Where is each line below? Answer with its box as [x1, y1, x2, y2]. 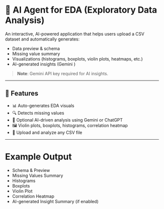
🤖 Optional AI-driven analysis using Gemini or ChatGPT [12, 117, 123, 123]
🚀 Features [5, 89, 39, 98]
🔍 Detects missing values [12, 110, 64, 116]
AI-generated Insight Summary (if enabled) [12, 198, 99, 204]
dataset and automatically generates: [5, 36, 80, 42]
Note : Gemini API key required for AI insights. [17, 70, 108, 76]
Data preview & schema [12, 45, 60, 51]
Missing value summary [12, 51, 60, 57]
